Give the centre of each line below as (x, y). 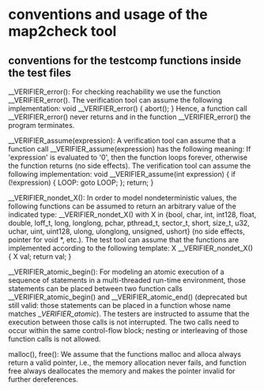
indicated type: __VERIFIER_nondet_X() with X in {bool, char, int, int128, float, (132, 214)
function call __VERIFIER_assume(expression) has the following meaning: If (130, 149)
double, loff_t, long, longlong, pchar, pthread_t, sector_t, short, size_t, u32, (129, 223)
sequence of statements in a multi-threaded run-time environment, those (127, 280)
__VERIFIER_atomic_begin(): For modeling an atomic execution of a (116, 272)
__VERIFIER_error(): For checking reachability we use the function (115, 92)
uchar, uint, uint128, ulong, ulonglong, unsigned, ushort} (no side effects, (126, 231)
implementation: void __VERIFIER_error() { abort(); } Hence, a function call (128, 109)
